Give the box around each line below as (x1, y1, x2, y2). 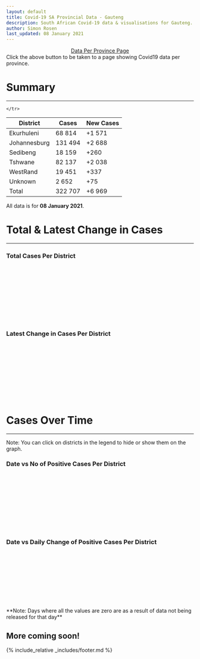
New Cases (86, 119, 120, 127)
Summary (6, 81, 55, 94)
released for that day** (6, 614, 62, 621)
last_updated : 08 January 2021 (6, 31, 84, 37)
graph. (6, 445, 23, 452)
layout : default (6, 8, 46, 15)
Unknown (9, 177, 36, 186)
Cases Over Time (6, 413, 93, 427)
